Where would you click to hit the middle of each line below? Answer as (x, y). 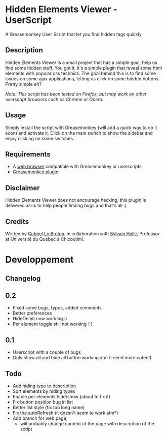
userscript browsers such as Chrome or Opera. (54, 99)
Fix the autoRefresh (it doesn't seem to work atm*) (65, 413)
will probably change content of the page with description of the (87, 424)
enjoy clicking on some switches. (40, 138)
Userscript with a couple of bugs (47, 352)
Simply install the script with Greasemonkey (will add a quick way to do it (81, 128)
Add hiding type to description (44, 386)
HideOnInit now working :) (40, 319)
